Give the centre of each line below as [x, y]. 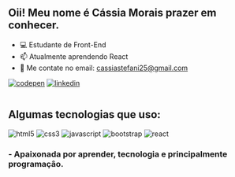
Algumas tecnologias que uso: [85, 114]
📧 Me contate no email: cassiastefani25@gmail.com [104, 68]
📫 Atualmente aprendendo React [74, 56]
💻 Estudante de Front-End [63, 44]
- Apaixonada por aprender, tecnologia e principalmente [118, 154]
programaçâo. [36, 164]
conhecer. [34, 26]
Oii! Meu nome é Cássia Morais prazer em [112, 13]
